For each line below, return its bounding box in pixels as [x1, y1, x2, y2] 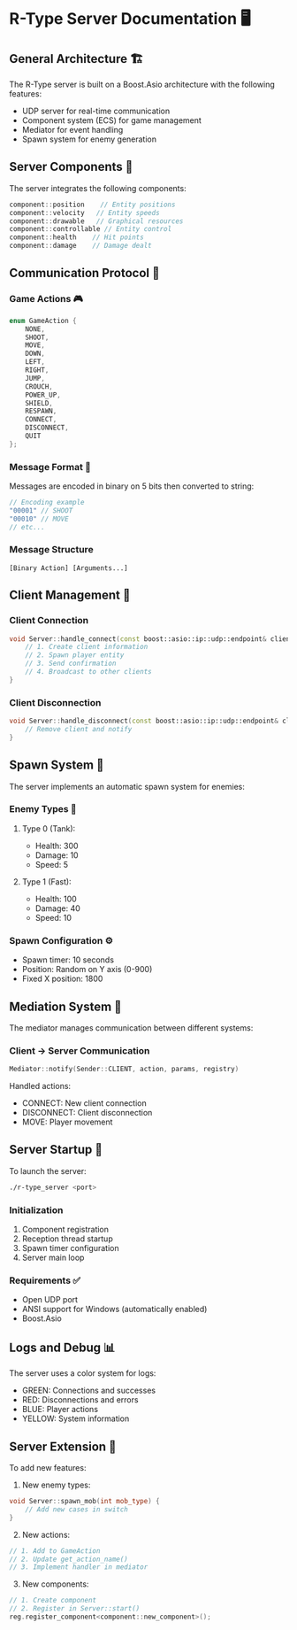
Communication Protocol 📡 [9, 266, 161, 281]
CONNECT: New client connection [21, 1098, 148, 1109]
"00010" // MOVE [9, 514, 69, 523]
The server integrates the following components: [9, 182, 187, 193]
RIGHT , [25, 366, 49, 375]
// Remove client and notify [25, 724, 133, 733]
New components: [21, 1579, 89, 1589]
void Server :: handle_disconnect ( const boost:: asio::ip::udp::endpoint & [9, 716, 278, 726]
